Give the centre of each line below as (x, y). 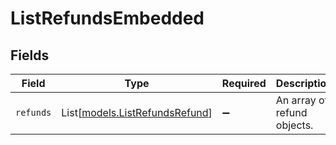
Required (244, 83)
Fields (30, 55)
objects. (294, 125)
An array (296, 100)
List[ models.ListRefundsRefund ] (137, 112)
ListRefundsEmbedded (107, 18)
